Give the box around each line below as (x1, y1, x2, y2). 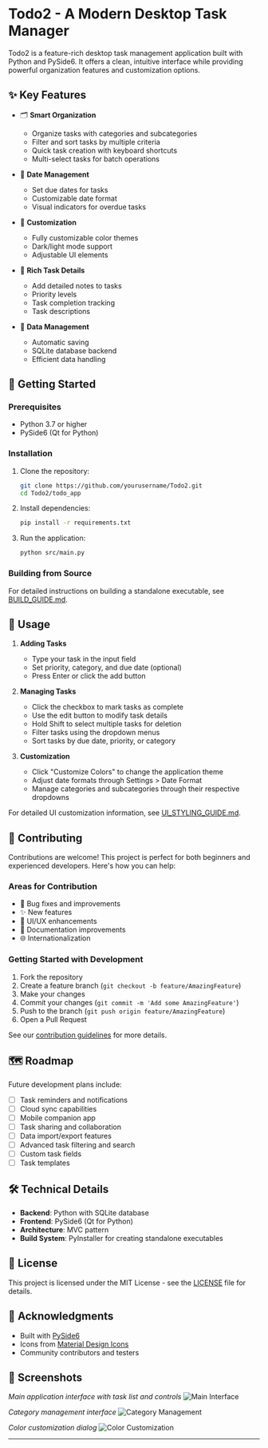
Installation (8, 448, 53, 459)
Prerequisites (8, 401, 61, 412)
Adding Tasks (19, 638, 67, 648)
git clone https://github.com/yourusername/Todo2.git (19, 481, 203, 490)
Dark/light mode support (31, 241, 113, 251)
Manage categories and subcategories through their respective (31, 784, 240, 794)
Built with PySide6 (19, 1331, 80, 1340)
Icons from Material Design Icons (19, 1339, 129, 1349)
